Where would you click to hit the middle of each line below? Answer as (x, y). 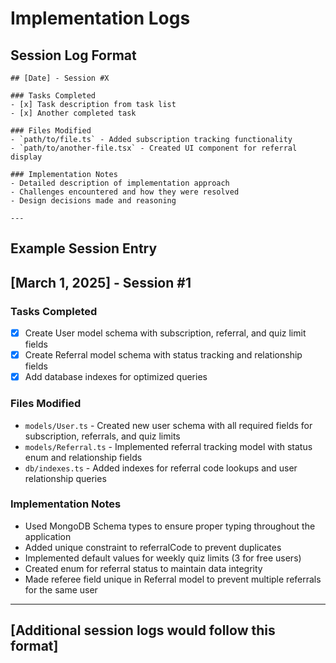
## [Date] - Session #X (60, 78)
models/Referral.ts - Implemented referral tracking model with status (168, 446)
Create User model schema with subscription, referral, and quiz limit (165, 333)
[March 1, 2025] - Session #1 (101, 282)
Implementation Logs (100, 18)
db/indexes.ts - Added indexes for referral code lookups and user (161, 468)
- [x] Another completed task (73, 113)
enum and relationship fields (83, 457)
